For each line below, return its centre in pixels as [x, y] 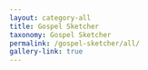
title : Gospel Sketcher [54, 26]
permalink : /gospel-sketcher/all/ [75, 43]
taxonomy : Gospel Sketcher [60, 35]
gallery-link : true [46, 52]
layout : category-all [50, 18]
